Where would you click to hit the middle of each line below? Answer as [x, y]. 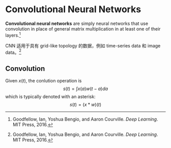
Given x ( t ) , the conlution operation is [44, 81]
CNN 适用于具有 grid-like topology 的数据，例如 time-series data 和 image [83, 46]
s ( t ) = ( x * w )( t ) [85, 105]
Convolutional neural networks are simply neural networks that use [77, 23]
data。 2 [13, 52]
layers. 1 [13, 35]
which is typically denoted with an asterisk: [50, 97]
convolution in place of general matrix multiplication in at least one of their [83, 28]
